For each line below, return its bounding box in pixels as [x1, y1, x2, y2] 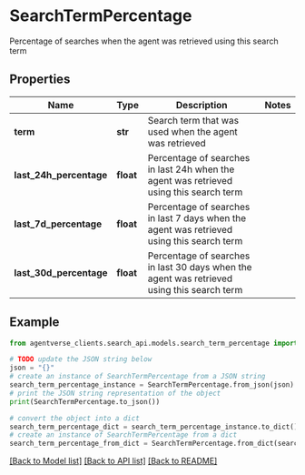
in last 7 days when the [147, 211, 247, 224]
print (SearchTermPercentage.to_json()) [9, 397, 161, 406]
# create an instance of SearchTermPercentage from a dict [9, 430, 238, 440]
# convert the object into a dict [9, 413, 141, 423]
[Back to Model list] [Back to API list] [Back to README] [9, 456, 218, 467]
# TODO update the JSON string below [9, 355, 152, 364]
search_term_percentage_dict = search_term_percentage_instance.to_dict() [9, 422, 299, 431]
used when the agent [147, 125, 238, 137]
